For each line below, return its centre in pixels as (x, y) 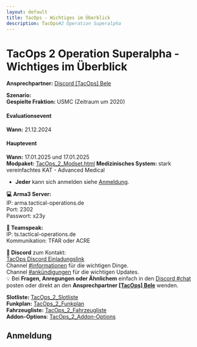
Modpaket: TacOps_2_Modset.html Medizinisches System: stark (89, 163)
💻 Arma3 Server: (29, 194)
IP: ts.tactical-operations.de (41, 234)
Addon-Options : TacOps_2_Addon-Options (61, 316)
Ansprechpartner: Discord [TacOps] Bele (59, 84)
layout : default (27, 12)
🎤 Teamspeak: (25, 227)
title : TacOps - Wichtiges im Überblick (59, 18)
